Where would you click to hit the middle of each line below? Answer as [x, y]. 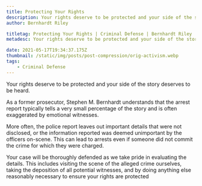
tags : [13, 61]
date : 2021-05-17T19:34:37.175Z [47, 50]
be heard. [18, 90]
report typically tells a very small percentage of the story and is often [92, 108]
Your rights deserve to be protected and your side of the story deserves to [98, 84]
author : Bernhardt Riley [37, 23]
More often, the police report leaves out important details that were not [94, 126]
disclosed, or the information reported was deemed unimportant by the [94, 133]
